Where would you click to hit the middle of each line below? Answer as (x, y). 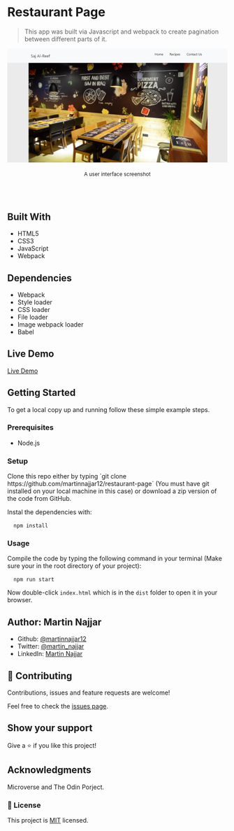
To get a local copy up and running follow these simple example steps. (109, 409)
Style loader (35, 302)
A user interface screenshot (117, 175)
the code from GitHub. (39, 499)
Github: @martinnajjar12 (52, 639)
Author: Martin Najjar (54, 622)
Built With (29, 216)
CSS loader (34, 309)
